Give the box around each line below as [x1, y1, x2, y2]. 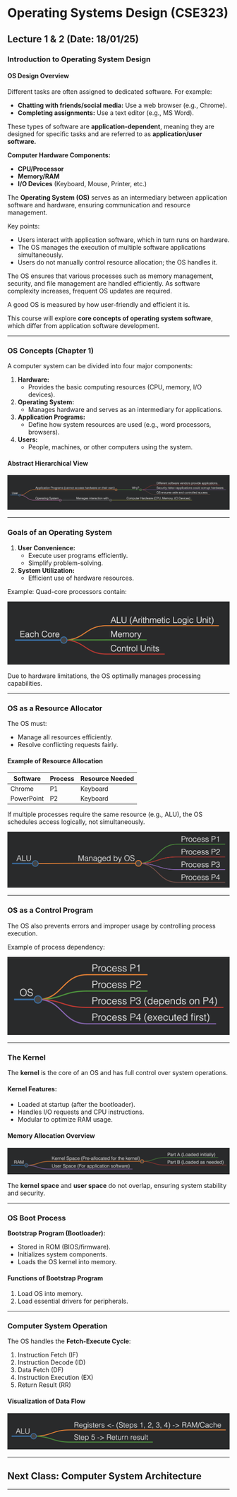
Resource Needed [80, 774, 135, 782]
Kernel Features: [7, 1084, 58, 1093]
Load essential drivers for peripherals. [17, 1297, 128, 1306]
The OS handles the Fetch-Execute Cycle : [7, 1337, 131, 1345]
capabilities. [7, 679, 42, 687]
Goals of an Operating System [7, 528, 113, 538]
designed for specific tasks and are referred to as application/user [7, 129, 202, 138]
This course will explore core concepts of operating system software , [7, 314, 213, 322]
